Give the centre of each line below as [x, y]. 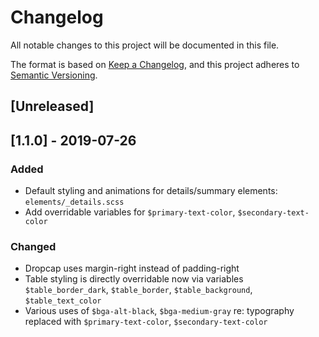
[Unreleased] [52, 106]
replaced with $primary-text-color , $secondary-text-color [146, 322]
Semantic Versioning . [54, 75]
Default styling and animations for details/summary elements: [151, 191]
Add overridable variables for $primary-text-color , [130, 212]
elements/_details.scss [74, 202]
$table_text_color [63, 301]
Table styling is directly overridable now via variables [134, 279]
